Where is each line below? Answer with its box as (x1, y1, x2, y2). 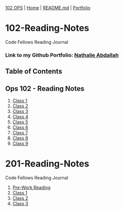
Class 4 (12, 114, 29, 120)
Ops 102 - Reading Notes (5, 84, 84, 93)
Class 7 (12, 130, 28, 136)
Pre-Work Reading (12, 184, 51, 190)
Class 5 (12, 119, 29, 125)
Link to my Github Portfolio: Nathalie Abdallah (5, 51, 119, 58)
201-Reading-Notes (5, 158, 89, 170)
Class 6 (12, 124, 29, 130)
